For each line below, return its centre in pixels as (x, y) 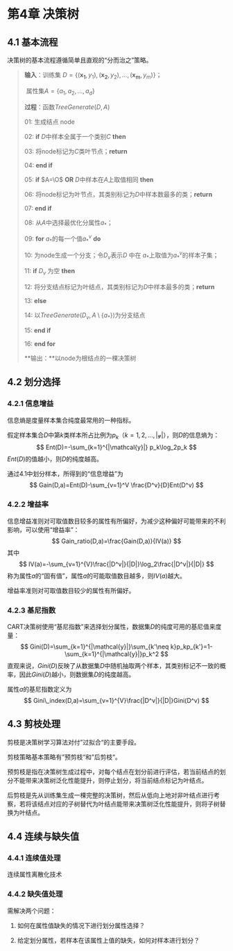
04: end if (38, 165)
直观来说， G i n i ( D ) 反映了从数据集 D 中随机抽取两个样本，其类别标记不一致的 (113, 665)
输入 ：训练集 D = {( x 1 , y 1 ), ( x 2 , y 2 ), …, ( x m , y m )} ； (93, 76)
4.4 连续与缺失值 (43, 837)
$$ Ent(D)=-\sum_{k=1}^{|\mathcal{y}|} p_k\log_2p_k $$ (116, 447)
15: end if (37, 330)
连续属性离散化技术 (35, 875)
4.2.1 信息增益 (31, 404)
